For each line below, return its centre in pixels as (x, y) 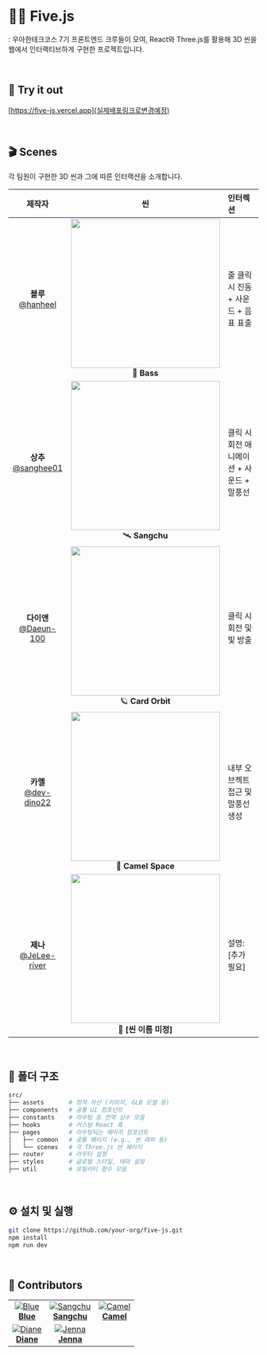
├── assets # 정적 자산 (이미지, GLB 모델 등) (89, 1103)
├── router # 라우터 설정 (58, 1155)
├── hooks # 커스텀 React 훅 (66, 1124)
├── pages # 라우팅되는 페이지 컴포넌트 (78, 1132)
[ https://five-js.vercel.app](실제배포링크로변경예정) (89, 110)
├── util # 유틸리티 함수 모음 (68, 1169)
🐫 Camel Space (145, 866)
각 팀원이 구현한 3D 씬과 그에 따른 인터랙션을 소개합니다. (95, 176)
